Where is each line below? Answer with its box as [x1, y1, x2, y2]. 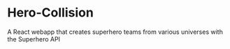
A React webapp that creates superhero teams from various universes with [7, 28, 224, 36]
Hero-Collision [7, 5, 94, 21]
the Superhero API [7, 35, 61, 43]
